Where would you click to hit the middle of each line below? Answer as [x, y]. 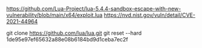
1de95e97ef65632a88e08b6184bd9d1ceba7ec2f [67, 39]
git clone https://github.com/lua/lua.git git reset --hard [74, 33]
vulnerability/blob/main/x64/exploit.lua [55, 15]
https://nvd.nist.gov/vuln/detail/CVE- [150, 15]
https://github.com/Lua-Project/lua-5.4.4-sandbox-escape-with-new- [94, 9]
